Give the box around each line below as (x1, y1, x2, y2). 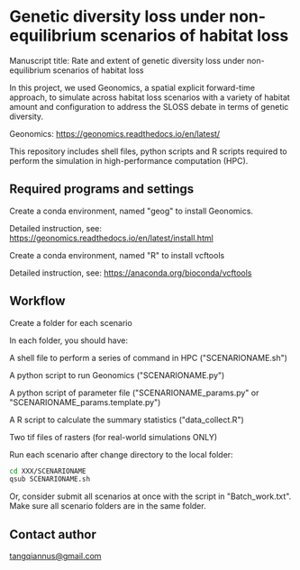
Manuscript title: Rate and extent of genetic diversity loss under (9, 55, 245, 66)
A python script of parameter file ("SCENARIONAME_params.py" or (9, 387, 259, 398)
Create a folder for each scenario (9, 317, 132, 328)
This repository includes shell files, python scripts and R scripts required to (9, 146, 288, 157)
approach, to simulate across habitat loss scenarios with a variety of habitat (9, 92, 290, 103)
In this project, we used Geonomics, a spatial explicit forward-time (9, 82, 255, 93)
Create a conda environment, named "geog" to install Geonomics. (9, 205, 254, 216)
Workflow (9, 294, 66, 309)
